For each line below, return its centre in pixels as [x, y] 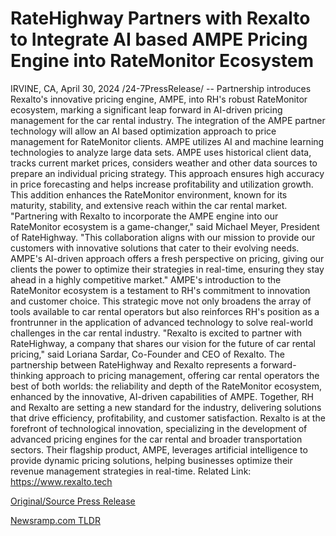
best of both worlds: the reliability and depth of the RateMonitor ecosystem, [166, 386]
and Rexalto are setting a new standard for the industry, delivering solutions [166, 407]
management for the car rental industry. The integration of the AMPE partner [168, 120]
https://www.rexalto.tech [61, 481]
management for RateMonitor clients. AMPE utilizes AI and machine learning [167, 141]
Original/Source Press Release [73, 501]
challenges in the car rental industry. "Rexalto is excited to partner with [156, 333]
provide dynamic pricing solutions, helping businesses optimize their [151, 460]
